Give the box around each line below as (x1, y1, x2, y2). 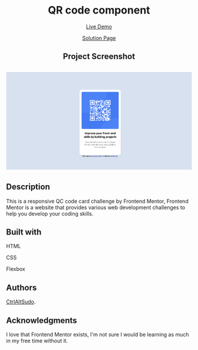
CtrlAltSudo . (6, 298, 36, 305)
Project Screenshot (62, 51, 136, 62)
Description (6, 182, 50, 192)
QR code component (48, 4, 150, 17)
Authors (6, 282, 37, 292)
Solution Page (82, 34, 116, 41)
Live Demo (86, 23, 112, 30)
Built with (6, 227, 42, 237)
